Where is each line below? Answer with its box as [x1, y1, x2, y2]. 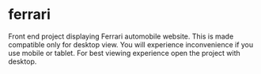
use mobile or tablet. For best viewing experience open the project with [8, 48, 241, 57]
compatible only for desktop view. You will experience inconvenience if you [8, 39, 254, 49]
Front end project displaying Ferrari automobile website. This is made [8, 31, 234, 41]
